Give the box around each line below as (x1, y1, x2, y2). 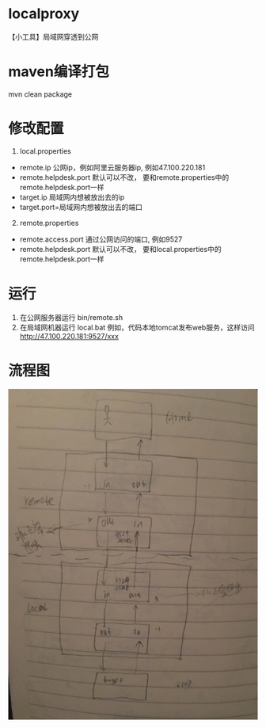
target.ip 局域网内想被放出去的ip (19, 192, 125, 202)
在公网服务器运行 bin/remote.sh (19, 312, 123, 322)
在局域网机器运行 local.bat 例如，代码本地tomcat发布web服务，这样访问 (19, 322, 255, 332)
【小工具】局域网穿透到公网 (8, 32, 99, 41)
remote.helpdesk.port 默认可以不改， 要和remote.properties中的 (19, 172, 230, 182)
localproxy (8, 5, 80, 23)
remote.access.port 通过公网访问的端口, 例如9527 (19, 234, 183, 244)
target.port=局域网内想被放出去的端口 (19, 202, 143, 212)
